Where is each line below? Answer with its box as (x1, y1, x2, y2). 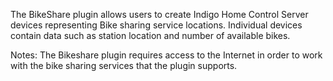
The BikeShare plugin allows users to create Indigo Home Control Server (10, 9, 309, 20)
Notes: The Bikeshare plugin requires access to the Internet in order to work (10, 49, 323, 61)
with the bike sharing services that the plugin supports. (10, 60, 238, 71)
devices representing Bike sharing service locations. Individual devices (10, 19, 303, 31)
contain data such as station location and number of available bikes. (10, 30, 291, 41)
